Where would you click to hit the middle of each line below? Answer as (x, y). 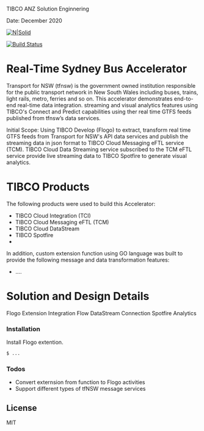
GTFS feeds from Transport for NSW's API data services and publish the (97, 136)
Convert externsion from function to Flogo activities (80, 382)
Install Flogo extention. (35, 342)
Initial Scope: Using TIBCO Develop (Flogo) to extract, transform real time (99, 130)
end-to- (184, 98)
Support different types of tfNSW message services (80, 389)
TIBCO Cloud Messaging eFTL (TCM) (62, 222)
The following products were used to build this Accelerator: (81, 204)
